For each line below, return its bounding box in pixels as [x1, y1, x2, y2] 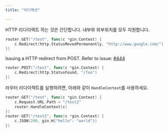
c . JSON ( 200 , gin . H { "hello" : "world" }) [14, 118, 97, 124]
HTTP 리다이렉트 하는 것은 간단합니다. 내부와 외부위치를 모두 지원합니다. [5, 26, 150, 33]
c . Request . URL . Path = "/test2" [14, 99, 81, 104]
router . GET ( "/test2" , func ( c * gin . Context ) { [5, 114, 104, 119]
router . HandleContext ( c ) [14, 104, 68, 110]
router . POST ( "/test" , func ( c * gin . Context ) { [5, 65, 104, 70]
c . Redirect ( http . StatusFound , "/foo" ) [14, 70, 97, 75]
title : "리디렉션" [5, 7, 40, 13]
